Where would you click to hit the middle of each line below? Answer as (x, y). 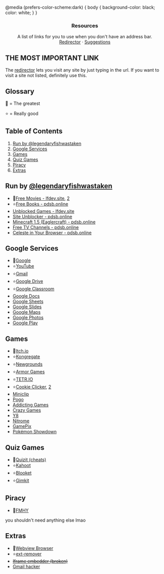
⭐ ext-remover (27, 554)
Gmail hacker (26, 566)
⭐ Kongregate (26, 357)
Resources (85, 26)
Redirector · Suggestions (85, 42)
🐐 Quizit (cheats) (29, 460)
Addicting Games (31, 405)
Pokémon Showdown (35, 432)
